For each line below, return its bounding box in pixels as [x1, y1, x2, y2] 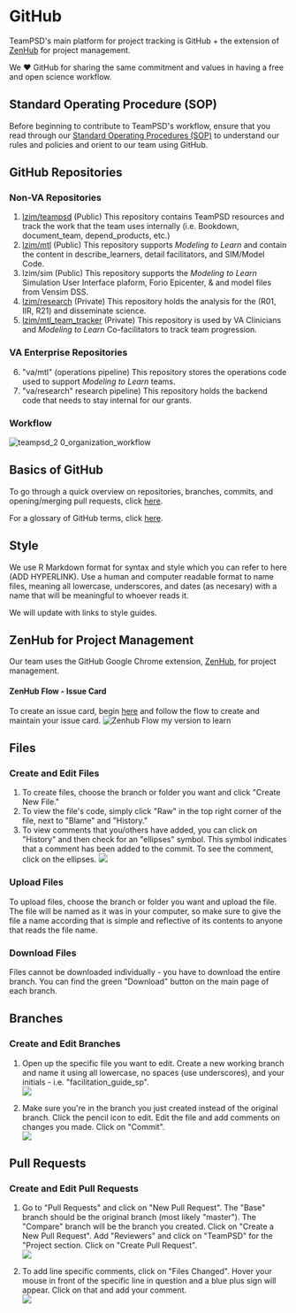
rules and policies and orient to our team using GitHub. [9, 139, 209, 150]
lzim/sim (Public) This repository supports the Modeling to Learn [21, 268, 258, 279]
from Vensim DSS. [21, 287, 89, 297]
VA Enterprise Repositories [9, 347, 128, 359]
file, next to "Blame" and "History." [21, 816, 148, 826]
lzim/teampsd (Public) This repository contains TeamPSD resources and [21, 211, 285, 222]
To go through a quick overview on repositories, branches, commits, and [9, 486, 274, 496]
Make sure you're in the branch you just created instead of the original [21, 1102, 278, 1113]
